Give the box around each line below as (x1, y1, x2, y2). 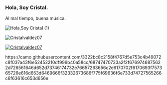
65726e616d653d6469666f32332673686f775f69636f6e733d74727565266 (5, 70, 162, 76)
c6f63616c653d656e (5, 75, 49, 81)
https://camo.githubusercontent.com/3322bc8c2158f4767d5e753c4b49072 (5, 54, 162, 60)
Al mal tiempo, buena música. (5, 15, 66, 21)
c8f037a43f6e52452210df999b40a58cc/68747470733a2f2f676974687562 (5, 59, 161, 65)
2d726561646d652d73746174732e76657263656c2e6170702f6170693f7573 (5, 64, 163, 71)
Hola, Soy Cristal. (5, 4, 48, 11)
